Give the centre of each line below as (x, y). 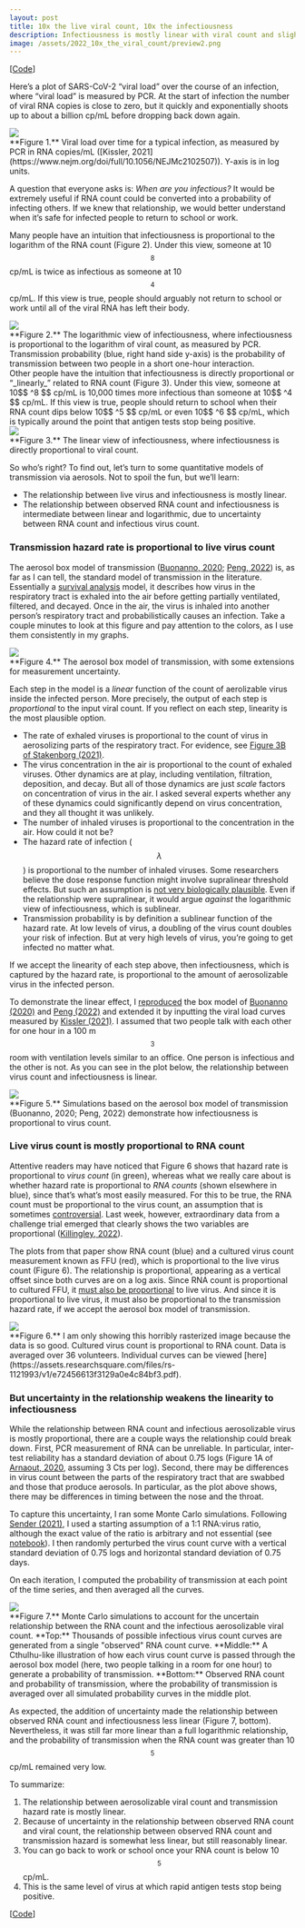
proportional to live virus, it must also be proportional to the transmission (145, 1299)
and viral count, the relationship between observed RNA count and (147, 1831)
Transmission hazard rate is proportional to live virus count (142, 548)
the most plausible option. (58, 718)
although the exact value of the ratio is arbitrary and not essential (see (141, 1534)
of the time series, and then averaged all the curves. (107, 1590)
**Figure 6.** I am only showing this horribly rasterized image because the (150, 1336)
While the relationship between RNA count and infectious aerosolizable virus (152, 1429)
